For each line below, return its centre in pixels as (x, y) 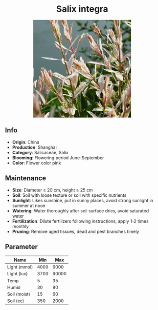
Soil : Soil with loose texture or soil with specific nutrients (69, 195)
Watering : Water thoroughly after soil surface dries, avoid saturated (80, 210)
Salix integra (82, 9)
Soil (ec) (16, 301)
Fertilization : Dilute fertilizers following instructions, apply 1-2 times (80, 221)
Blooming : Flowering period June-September (58, 158)
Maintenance (26, 178)
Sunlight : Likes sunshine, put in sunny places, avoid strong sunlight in (82, 200)
